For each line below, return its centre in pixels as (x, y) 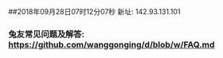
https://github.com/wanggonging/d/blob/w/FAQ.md (111, 44)
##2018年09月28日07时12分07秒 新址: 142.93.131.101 (94, 12)
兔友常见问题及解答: (47, 34)
